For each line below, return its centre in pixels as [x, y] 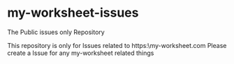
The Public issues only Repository [56, 32]
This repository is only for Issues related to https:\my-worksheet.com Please [117, 45]
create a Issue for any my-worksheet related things [81, 53]
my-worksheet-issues [73, 13]
